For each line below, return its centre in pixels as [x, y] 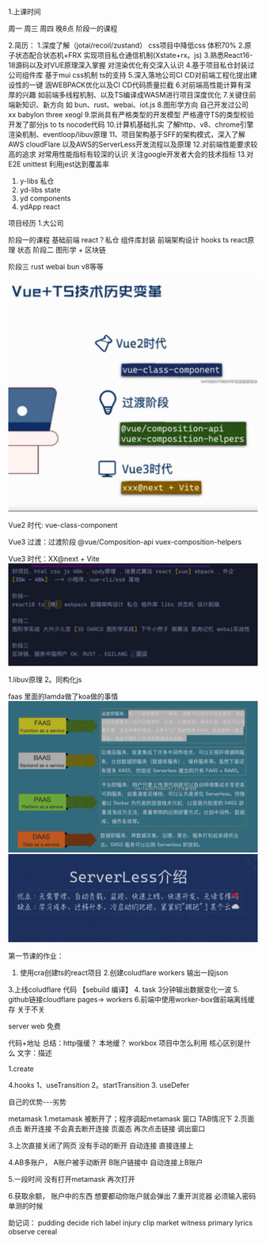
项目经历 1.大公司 [36, 223]
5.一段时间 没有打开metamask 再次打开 [72, 1179]
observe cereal [33, 1231]
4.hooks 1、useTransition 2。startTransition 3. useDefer [99, 1085]
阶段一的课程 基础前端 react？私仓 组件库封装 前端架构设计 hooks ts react [128, 240]
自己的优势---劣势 [38, 1102]
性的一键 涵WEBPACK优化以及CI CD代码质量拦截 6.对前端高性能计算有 [129, 85]
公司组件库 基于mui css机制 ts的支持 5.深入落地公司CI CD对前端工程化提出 [129, 75]
